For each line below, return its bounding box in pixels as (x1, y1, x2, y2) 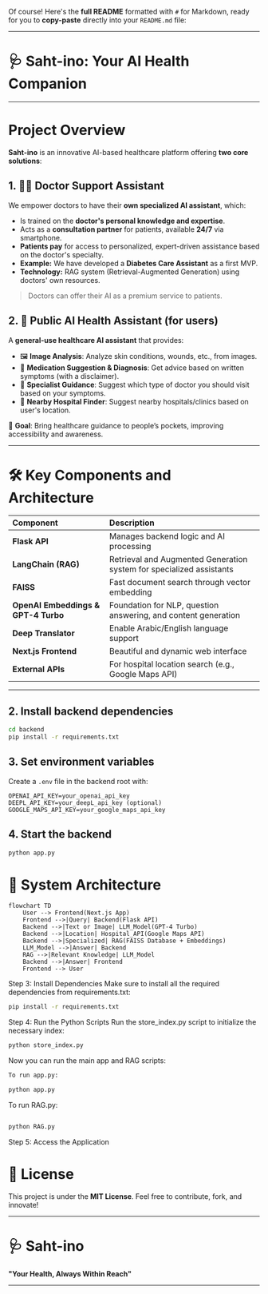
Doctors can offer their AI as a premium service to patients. (27, 291, 223, 301)
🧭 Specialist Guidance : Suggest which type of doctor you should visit (19, 380, 250, 389)
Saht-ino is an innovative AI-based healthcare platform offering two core (8, 147, 249, 157)
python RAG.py (8, 1122, 56, 1130)
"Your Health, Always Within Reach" (8, 1268, 132, 1278)
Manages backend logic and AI (108, 531, 226, 542)
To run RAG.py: (8, 1100, 58, 1109)
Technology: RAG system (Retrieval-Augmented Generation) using (19, 267, 240, 277)
